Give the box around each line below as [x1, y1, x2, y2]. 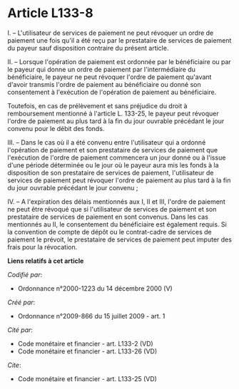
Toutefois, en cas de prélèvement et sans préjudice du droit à [7, 101, 188, 110]
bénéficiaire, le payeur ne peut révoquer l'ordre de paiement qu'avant [7, 73, 212, 81]
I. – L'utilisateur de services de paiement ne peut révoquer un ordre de [7, 28, 214, 37]
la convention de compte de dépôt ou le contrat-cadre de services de [7, 227, 212, 236]
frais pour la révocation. [7, 242, 78, 251]
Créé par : [7, 298, 36, 306]
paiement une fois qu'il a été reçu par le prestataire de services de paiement [7, 36, 232, 44]
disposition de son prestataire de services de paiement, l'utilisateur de [7, 168, 214, 177]
